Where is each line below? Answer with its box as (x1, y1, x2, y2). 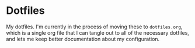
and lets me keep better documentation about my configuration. (6, 35, 160, 42)
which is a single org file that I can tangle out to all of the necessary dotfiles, (6, 29, 190, 36)
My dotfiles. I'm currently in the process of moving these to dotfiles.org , (6, 23, 183, 30)
